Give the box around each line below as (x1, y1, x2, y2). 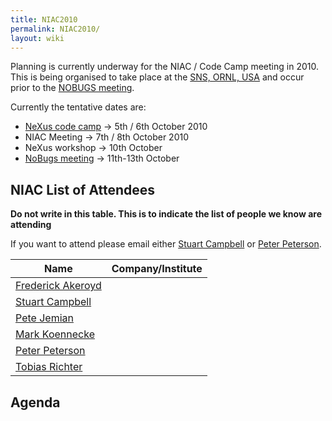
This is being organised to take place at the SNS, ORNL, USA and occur (10, 71, 305, 83)
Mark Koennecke (15, 327, 95, 341)
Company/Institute (111, 262, 203, 276)
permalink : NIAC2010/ (10, 24, 101, 34)
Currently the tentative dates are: (10, 101, 147, 113)
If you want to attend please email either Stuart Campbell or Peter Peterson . (10, 238, 322, 250)
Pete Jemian (15, 311, 74, 325)
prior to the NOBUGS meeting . (10, 82, 135, 94)
